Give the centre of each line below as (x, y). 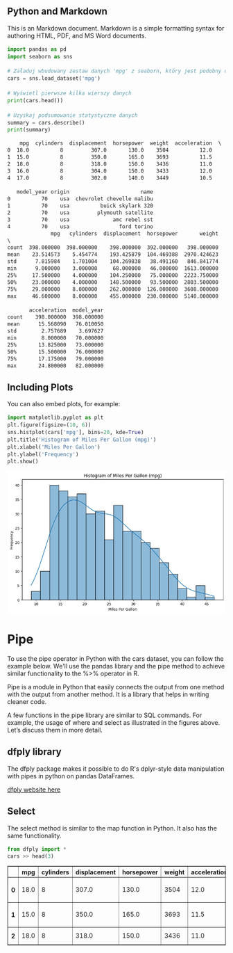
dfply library (34, 752)
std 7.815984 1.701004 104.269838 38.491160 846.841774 (113, 262)
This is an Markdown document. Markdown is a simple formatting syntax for (116, 28)
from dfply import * (37, 849)
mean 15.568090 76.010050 (55, 324)
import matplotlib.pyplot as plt (55, 418)
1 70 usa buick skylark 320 (80, 206)
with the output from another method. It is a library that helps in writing (108, 694)
